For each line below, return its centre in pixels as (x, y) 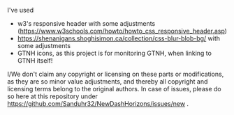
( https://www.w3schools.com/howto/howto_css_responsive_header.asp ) (122, 31)
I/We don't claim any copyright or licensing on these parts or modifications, (116, 74)
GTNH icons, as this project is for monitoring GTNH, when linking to (114, 53)
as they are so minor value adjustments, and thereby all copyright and (108, 82)
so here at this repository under (52, 96)
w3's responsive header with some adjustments (86, 23)
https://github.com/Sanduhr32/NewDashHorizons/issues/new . (98, 103)
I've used (21, 10)
